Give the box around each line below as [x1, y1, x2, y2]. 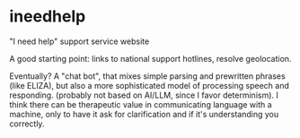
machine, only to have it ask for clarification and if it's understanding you [9, 108, 279, 119]
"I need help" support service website [9, 36, 150, 47]
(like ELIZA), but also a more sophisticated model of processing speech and [9, 80, 289, 91]
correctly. [9, 118, 45, 129]
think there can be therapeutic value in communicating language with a [9, 99, 272, 109]
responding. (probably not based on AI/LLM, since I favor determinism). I [9, 90, 278, 100]
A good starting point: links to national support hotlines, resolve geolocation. [9, 53, 292, 64]
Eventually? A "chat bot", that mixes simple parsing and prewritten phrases [9, 70, 286, 82]
